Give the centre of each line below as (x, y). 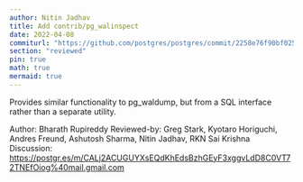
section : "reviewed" (48, 51)
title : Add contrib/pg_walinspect (74, 26)
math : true (30, 68)
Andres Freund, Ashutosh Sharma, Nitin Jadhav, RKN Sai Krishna (130, 138)
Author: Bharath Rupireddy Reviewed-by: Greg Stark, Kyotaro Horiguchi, (143, 129)
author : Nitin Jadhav (50, 18)
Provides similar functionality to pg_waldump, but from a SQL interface (141, 102)
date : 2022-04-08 (42, 34)
